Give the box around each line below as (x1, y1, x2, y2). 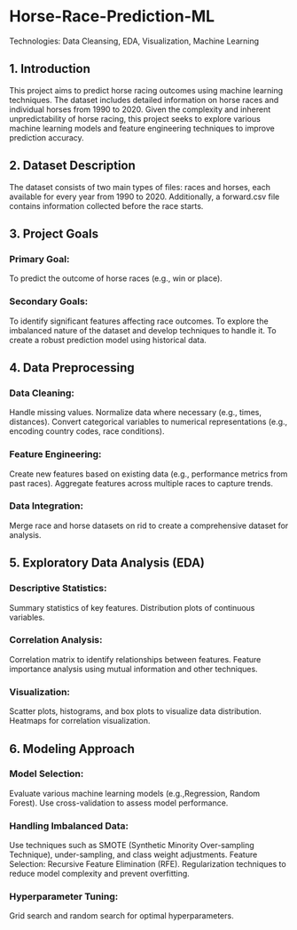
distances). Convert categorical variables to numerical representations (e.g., (9, 416, 288, 428)
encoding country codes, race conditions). (9, 426, 165, 437)
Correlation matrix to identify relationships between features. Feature (9, 653, 262, 664)
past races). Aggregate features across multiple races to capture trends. (9, 477, 273, 488)
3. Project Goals (9, 226, 99, 241)
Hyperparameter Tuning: (9, 891, 119, 903)
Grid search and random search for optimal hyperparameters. (9, 910, 234, 921)
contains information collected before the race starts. (9, 200, 204, 211)
